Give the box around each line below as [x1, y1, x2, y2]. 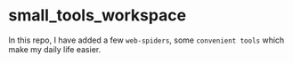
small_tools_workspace [8, 5, 187, 26]
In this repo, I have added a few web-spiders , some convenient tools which [8, 35, 285, 45]
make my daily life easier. [8, 43, 102, 54]
